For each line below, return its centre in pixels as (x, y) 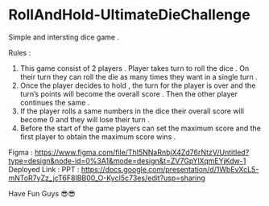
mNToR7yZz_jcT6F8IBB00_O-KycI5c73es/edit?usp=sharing (107, 178)
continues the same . (55, 102)
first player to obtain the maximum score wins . (98, 136)
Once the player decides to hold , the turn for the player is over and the (138, 85)
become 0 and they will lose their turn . (85, 119)
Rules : (20, 52)
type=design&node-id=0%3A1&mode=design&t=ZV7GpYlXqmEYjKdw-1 (127, 161)
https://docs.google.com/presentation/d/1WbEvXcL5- (170, 169)
